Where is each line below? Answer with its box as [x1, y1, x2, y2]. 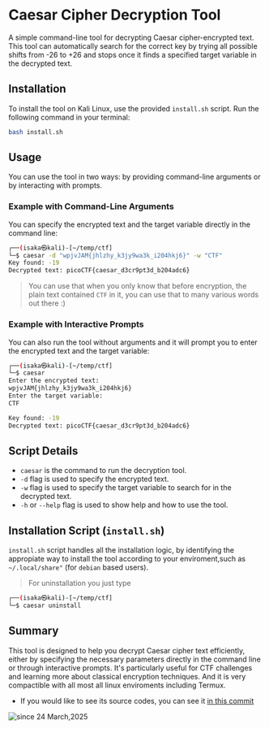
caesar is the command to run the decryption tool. [19, 466, 187, 475]
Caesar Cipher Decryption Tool [8, 6, 221, 24]
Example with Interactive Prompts [8, 319, 144, 330]
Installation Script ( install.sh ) [8, 523, 165, 537]
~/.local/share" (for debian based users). [8, 562, 148, 572]
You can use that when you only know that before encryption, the [28, 281, 247, 291]
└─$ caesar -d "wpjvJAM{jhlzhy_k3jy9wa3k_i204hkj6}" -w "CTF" [8, 251, 223, 259]
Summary [8, 624, 59, 638]
